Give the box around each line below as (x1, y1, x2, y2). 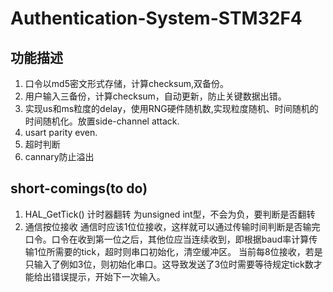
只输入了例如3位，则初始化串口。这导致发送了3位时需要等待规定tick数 (24, 258, 314, 270)
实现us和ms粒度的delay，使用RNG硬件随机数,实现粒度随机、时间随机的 (24, 103, 319, 114)
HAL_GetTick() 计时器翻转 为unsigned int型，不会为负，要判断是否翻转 (24, 208, 316, 220)
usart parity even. (24, 127, 98, 138)
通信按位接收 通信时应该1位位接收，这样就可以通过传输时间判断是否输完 (24, 220, 321, 232)
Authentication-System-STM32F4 (10, 7, 303, 30)
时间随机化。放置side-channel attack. (24, 115, 180, 127)
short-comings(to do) (10, 180, 148, 197)
